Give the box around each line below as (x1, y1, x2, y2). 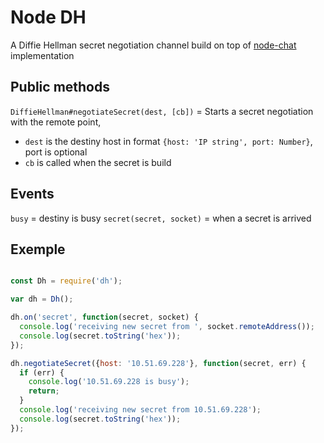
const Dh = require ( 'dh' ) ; (10, 276, 123, 286)
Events (10, 186, 55, 203)
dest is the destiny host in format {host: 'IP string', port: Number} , (24, 135, 313, 147)
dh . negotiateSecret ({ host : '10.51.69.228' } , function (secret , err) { (10, 358, 307, 368)
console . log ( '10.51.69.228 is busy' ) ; (28, 377, 190, 387)
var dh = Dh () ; (10, 294, 74, 305)
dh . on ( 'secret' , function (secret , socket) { (10, 312, 199, 323)
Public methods (10, 79, 110, 96)
